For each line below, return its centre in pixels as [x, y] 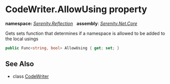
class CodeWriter [31, 76]
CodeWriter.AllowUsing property [76, 9]
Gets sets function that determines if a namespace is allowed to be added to [85, 33]
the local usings [22, 39]
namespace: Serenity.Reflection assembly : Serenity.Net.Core [71, 23]
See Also [20, 64]
